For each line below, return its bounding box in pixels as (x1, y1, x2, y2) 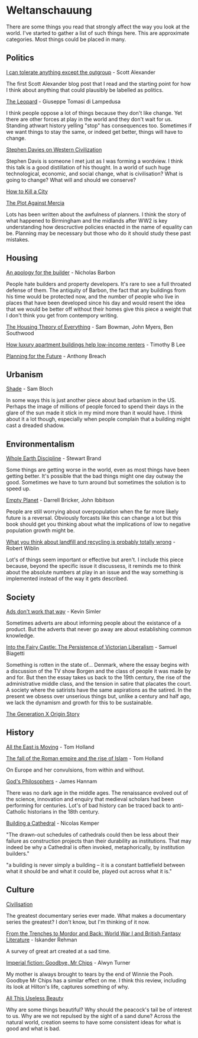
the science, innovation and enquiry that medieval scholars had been (6, 795, 174, 802)
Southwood (6, 329, 34, 336)
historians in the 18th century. (27, 808, 99, 815)
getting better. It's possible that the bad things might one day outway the (6, 473, 183, 480)
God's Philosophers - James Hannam (6, 777, 98, 785)
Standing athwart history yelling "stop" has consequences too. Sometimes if (6, 122, 192, 129)
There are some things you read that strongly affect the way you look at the (6, 23, 190, 30)
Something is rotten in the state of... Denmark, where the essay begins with (6, 661, 189, 668)
